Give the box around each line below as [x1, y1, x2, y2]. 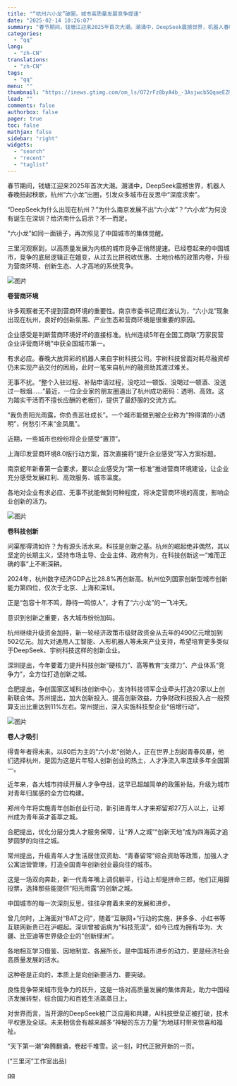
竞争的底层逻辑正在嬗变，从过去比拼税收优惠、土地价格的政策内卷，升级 [19, 252, 230, 261]
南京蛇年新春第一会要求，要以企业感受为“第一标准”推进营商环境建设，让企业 [7, 464, 229, 472]
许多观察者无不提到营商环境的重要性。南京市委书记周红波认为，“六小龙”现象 [7, 306, 229, 315]
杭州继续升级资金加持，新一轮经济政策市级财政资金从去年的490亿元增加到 [7, 628, 224, 637]
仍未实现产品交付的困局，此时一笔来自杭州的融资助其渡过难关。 [7, 362, 193, 371]
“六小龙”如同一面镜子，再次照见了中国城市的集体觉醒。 [7, 228, 168, 237]
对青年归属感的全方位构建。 [7, 788, 88, 797]
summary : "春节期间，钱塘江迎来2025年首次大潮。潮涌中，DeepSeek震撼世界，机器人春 [7, 23, 229, 30]
